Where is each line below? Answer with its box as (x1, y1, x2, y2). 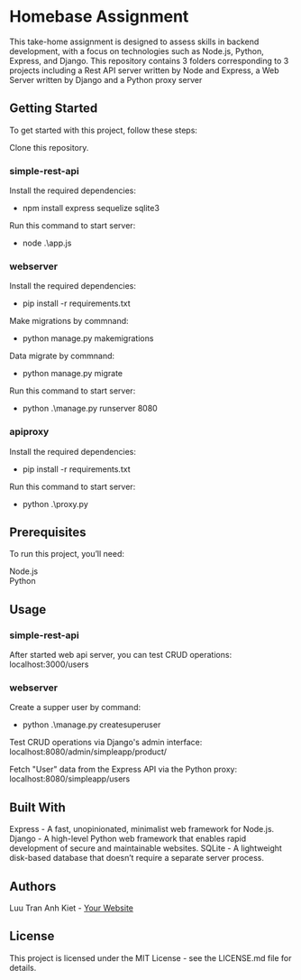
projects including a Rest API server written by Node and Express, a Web (9, 65, 279, 76)
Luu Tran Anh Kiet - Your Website (9, 902, 133, 913)
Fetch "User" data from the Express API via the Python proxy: (9, 764, 237, 775)
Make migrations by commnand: (9, 316, 129, 327)
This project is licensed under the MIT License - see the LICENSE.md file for (9, 952, 292, 963)
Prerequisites (9, 525, 87, 541)
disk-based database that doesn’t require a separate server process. (9, 853, 264, 864)
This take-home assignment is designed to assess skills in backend (9, 36, 260, 47)
